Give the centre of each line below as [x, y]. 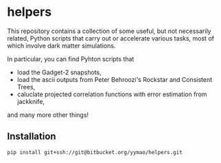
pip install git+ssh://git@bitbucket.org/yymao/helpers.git [95, 152]
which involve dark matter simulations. [61, 45]
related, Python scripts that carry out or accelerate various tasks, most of [111, 38]
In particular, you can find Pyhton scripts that [71, 58]
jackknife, [31, 101]
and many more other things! [48, 115]
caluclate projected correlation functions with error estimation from [112, 94]
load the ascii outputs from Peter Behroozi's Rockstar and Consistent [115, 79]
